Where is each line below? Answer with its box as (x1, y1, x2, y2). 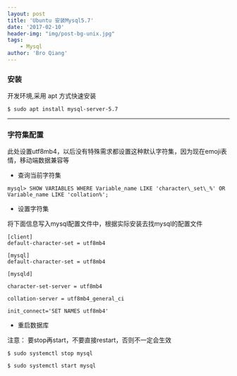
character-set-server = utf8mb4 (7, 283, 102, 290)
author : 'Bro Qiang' (7, 50, 68, 57)
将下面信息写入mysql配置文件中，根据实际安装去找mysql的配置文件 (7, 219, 203, 228)
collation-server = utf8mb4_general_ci (7, 296, 125, 303)
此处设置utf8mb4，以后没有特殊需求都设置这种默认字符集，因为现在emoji (7, 147, 221, 156)
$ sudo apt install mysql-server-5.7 (7, 106, 119, 113)
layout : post (7, 10, 46, 18)
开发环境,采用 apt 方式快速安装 (7, 92, 97, 100)
